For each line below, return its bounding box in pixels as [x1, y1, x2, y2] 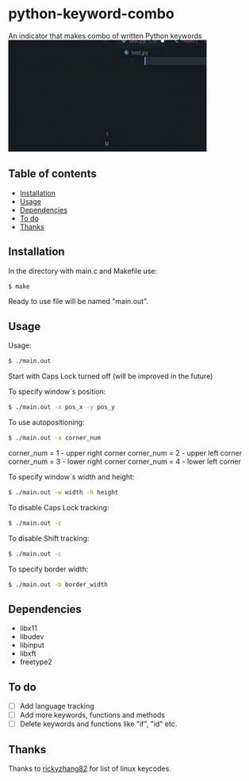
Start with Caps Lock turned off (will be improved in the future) [8, 371, 213, 381]
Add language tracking [19, 702, 95, 710]
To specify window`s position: [8, 387, 106, 397]
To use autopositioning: [8, 417, 85, 427]
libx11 [19, 624, 37, 633]
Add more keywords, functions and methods [19, 710, 165, 720]
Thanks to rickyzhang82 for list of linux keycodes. [8, 764, 172, 773]
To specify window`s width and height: [8, 471, 135, 481]
